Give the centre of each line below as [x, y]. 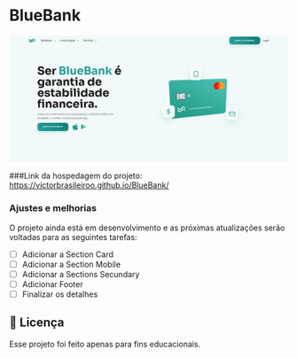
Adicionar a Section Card [67, 254]
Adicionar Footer [52, 284]
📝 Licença [37, 323]
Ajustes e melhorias [53, 208]
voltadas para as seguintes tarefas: [73, 237]
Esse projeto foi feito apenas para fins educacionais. [105, 344]
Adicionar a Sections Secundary [81, 274]
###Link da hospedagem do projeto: [76, 176]
